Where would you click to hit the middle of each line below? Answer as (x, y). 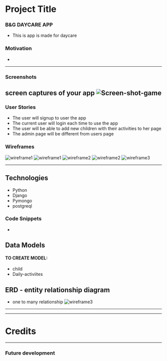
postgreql (22, 206)
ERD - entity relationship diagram (58, 290)
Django (20, 195)
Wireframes (20, 147)
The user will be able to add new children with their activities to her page (87, 128)
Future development (30, 353)
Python (20, 190)
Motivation (19, 48)
